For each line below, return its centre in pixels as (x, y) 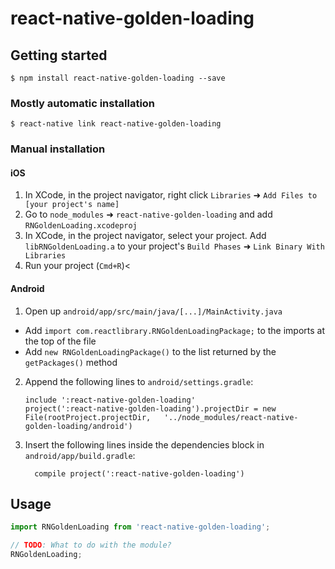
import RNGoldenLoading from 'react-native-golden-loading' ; (140, 527)
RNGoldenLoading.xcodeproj (81, 226)
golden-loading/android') (78, 426)
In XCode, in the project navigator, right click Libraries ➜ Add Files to (171, 195)
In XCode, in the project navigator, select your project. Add (145, 236)
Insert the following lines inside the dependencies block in (144, 444)
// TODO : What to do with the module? (91, 545)
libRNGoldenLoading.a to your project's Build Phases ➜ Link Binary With (174, 246)
